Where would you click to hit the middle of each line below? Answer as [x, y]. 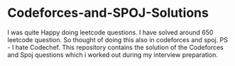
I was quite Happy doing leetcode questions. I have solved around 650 [110, 32]
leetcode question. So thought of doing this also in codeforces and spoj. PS [118, 39]
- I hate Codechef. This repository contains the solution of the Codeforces [115, 47]
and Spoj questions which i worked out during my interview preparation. [113, 55]
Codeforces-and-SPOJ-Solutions [108, 13]
